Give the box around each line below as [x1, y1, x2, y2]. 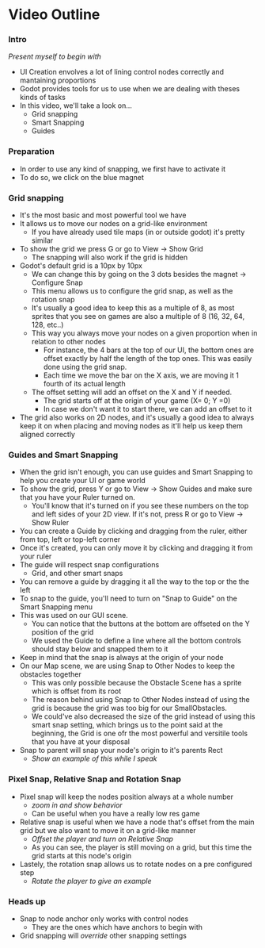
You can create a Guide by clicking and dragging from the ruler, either [19, 526, 248, 536]
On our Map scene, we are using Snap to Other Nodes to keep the [19, 661, 236, 671]
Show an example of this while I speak [31, 754, 157, 763]
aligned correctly [19, 430, 75, 439]
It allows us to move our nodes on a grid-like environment [19, 219, 208, 228]
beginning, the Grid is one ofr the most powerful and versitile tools [31, 728, 248, 739]
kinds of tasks [19, 93, 66, 102]
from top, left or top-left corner [19, 535, 121, 544]
